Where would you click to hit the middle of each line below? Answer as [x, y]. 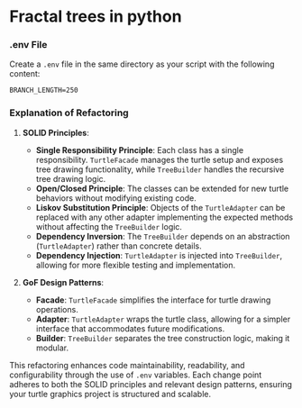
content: [25, 74]
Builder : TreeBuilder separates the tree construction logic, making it [163, 338]
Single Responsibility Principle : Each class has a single [140, 150]
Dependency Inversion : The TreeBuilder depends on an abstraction [163, 236]
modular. [52, 348]
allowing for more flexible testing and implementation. [136, 265]
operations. [57, 309]
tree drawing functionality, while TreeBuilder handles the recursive [160, 169]
